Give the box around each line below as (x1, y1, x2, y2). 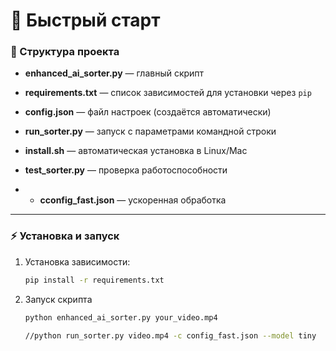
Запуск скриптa (24, 293, 93, 305)
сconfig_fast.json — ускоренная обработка (39, 194, 227, 206)
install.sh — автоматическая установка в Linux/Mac (24, 145, 248, 157)
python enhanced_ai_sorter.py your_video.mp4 (24, 312, 218, 323)
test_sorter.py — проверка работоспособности (24, 164, 228, 176)
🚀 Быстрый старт (10, 9, 161, 32)
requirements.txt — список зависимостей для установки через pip (24, 87, 312, 99)
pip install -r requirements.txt (24, 275, 165, 285)
